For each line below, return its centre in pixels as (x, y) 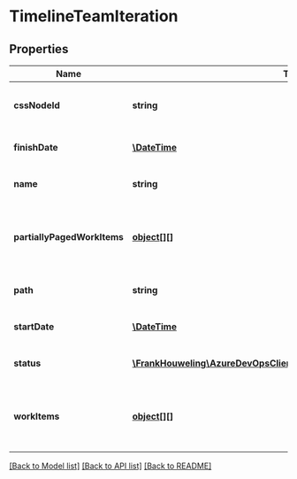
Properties (39, 49)
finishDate (36, 147)
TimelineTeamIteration (94, 16)
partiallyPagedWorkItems (69, 237)
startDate (34, 327)
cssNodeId (37, 105)
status (27, 363)
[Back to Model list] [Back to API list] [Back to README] (110, 466)
